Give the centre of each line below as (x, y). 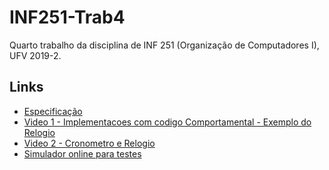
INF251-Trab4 (67, 17)
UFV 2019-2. (35, 55)
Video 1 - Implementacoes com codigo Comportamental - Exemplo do (167, 122)
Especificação (53, 111)
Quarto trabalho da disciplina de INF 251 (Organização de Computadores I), (164, 45)
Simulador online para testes (82, 153)
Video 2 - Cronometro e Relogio (89, 143)
